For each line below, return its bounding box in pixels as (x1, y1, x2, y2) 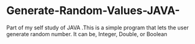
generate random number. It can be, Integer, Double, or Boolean (6, 30, 167, 37)
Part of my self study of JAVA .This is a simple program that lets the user (6, 24, 189, 31)
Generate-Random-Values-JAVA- (6, 4, 180, 18)
